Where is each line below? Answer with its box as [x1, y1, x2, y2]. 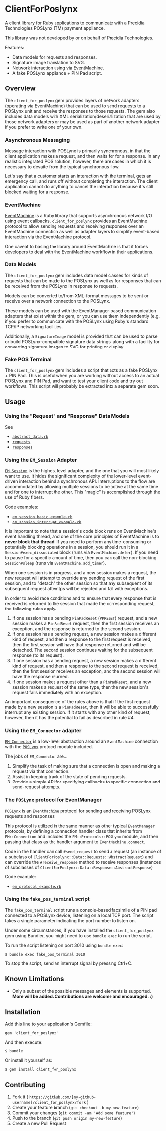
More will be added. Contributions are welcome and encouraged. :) [12, 993, 153, 999]
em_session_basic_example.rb [12, 514, 73, 519]
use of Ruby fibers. [5, 494, 44, 500]
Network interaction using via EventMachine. [12, 65, 104, 71]
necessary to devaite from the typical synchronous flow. [5, 164, 120, 170]
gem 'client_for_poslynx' [5, 1031, 58, 1036]
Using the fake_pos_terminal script [5, 896, 90, 903]
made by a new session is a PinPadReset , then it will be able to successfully [5, 704, 159, 710]
